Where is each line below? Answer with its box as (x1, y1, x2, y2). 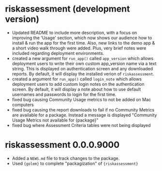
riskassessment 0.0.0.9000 (5, 140, 120, 151)
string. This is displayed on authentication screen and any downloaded (12, 65, 153, 71)
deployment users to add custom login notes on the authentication (12, 81, 145, 87)
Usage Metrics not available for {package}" (12, 117, 99, 123)
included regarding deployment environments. (12, 50, 104, 56)
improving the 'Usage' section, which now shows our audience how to (12, 35, 152, 41)
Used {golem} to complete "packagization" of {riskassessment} (12, 160, 138, 166)
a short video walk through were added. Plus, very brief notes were (12, 45, 147, 51)
